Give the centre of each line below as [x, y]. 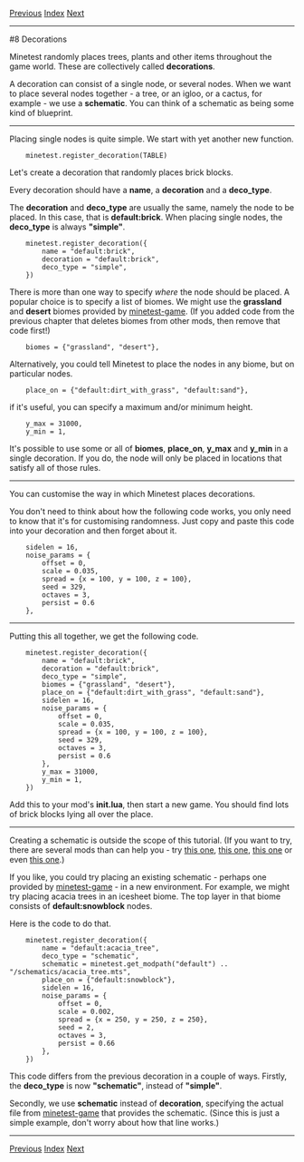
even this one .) [37, 859]
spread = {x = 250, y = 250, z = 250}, [133, 1020]
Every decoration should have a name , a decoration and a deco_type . [141, 190]
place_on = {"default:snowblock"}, [109, 980]
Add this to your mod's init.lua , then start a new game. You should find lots [149, 805]
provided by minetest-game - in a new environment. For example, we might [150, 887]
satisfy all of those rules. [55, 468]
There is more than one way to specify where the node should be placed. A [150, 292]
